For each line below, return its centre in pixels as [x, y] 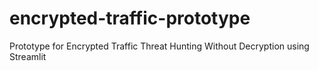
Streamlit [28, 56]
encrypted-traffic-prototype [130, 18]
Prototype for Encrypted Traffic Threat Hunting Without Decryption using [159, 46]
